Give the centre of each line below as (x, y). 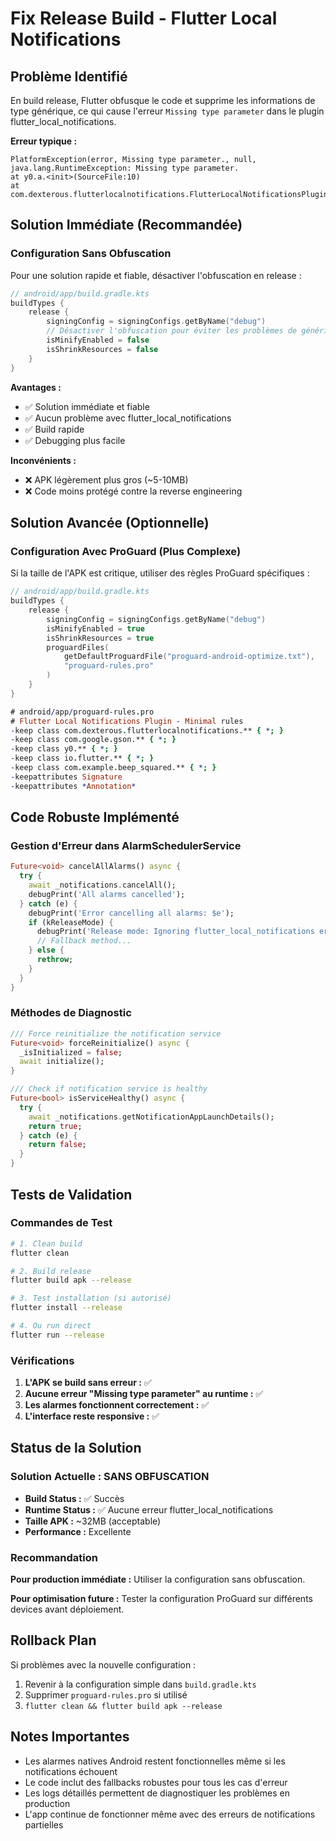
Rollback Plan (53, 1640)
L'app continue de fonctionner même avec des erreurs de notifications (170, 1814)
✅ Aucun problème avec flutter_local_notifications (128, 418)
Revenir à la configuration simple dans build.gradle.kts (140, 1684)
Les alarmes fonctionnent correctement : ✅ (117, 1405)
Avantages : (36, 387)
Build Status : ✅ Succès (74, 1498)
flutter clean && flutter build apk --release (123, 1706)
